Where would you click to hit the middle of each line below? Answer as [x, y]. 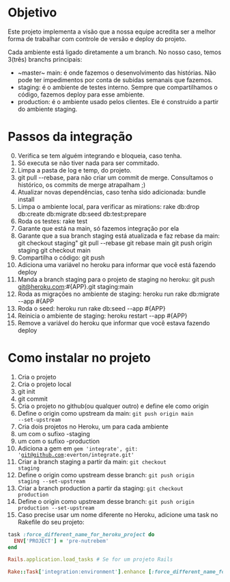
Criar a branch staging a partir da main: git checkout [92, 461]
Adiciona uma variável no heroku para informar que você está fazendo [117, 264]
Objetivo [32, 13]
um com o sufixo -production [59, 441]
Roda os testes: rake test [53, 221]
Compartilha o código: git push [61, 257]
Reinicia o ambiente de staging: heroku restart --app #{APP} [102, 316]
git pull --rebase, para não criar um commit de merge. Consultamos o [115, 177]
